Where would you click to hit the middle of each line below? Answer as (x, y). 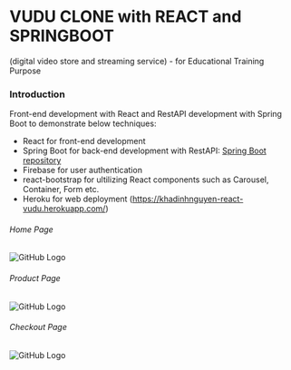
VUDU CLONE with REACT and (126, 17)
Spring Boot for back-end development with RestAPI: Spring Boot (145, 151)
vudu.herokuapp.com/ (64, 209)
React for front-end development (84, 141)
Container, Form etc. (61, 190)
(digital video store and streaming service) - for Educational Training (137, 61)
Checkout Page (39, 327)
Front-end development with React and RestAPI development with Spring (146, 114)
